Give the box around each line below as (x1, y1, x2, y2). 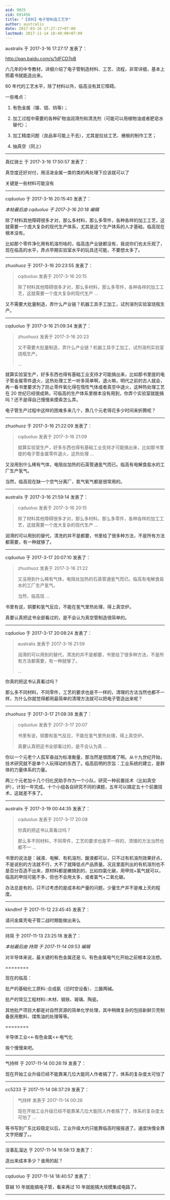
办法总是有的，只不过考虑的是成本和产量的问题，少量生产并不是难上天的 (5, 885, 156, 891)
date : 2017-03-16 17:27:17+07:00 (5, 26, 76, 31)
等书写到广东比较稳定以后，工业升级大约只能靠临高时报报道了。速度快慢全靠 (5, 1125, 165, 1131)
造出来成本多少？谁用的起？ (5, 1157, 63, 1164)
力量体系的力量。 (14, 767, 50, 772)
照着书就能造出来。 (5, 72, 46, 78)
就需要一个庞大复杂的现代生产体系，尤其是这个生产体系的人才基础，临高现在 (5, 224, 165, 229)
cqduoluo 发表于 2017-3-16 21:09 (17, 434, 87, 439)
